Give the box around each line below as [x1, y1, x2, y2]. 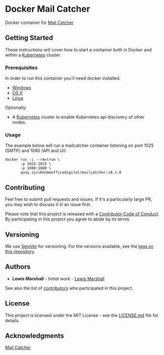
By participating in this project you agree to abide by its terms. [5, 216, 131, 222]
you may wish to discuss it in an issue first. [5, 201, 92, 207]
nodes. [12, 119, 26, 125]
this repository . [5, 248, 36, 254]
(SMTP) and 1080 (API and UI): [5, 148, 67, 154]
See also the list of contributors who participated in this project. [5, 285, 134, 291]
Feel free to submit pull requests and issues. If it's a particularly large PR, [5, 197, 153, 202]
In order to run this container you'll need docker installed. [5, 75, 121, 81]
